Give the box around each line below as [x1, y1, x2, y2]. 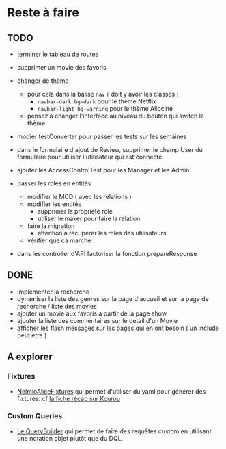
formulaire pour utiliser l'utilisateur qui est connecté [16, 153, 163, 161]
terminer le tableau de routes [16, 50, 99, 58]
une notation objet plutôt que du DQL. [16, 434, 124, 442]
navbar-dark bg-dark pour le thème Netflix [37, 97, 157, 105]
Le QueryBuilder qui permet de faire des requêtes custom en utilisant [16, 426, 212, 435]
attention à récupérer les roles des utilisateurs [37, 229, 167, 237]
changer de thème [16, 77, 70, 85]
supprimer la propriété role [37, 207, 113, 215]
